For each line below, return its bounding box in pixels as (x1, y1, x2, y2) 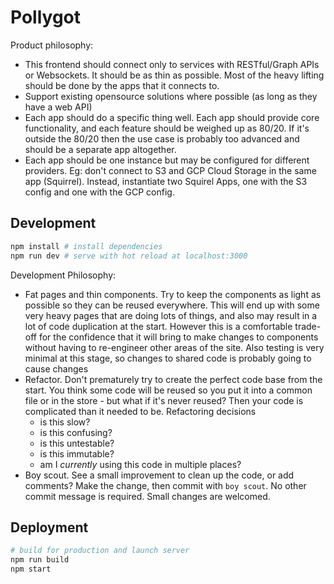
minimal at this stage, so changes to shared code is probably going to (24, 352, 312, 364)
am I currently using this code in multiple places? (39, 458, 242, 470)
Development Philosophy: (10, 269, 117, 281)
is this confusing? (39, 426, 113, 438)
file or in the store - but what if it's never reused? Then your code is (24, 394, 304, 406)
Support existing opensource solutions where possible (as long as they (24, 90, 318, 102)
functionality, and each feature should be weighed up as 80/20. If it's (24, 122, 310, 134)
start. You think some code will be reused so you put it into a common (24, 384, 313, 396)
